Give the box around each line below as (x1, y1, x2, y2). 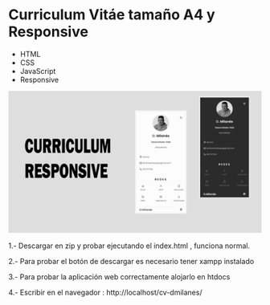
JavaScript (19, 66, 56, 75)
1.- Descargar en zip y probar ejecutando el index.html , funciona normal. (8, 241, 251, 250)
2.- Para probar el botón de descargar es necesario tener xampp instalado (8, 257, 255, 266)
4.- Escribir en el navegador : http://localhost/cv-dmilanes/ (8, 287, 202, 298)
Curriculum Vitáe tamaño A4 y (8, 6, 215, 24)
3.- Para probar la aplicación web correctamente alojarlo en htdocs (8, 272, 231, 282)
